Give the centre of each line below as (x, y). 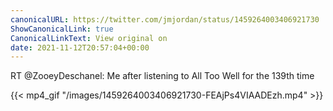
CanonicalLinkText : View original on (89, 38)
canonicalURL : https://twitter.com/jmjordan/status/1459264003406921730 (165, 19)
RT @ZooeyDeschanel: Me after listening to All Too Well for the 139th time (162, 76)
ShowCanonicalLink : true (62, 29)
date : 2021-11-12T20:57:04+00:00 (80, 47)
